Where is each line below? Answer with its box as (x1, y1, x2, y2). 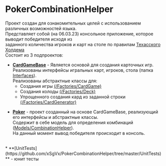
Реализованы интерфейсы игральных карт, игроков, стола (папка (12, 67, 153, 73)
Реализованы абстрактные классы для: (12, 78, 98, 84)
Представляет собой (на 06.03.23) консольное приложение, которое (5, 31, 154, 37)
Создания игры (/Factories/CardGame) (20, 83, 102, 89)
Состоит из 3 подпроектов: (5, 52, 64, 58)
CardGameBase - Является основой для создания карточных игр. (12, 62, 154, 68)
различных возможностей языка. (5, 25, 77, 31)
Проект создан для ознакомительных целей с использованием (5, 20, 141, 26)
